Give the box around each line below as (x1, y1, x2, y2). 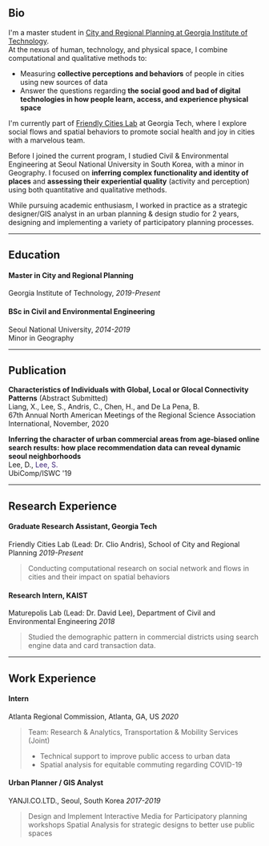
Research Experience (8, 499, 118, 513)
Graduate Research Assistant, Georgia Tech (8, 522, 158, 531)
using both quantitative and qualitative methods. (8, 184, 167, 195)
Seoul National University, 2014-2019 (8, 324, 130, 334)
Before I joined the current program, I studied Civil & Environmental (8, 151, 229, 160)
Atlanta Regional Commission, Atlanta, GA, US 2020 (8, 711, 179, 721)
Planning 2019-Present (8, 548, 84, 558)
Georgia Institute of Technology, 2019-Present (8, 288, 161, 298)
